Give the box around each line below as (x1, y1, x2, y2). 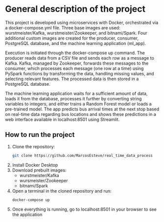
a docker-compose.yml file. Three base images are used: (5, 24, 120, 30)
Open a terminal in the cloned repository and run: (12, 188, 112, 194)
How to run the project (5, 131, 75, 139)
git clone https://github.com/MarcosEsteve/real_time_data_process (12, 153, 153, 158)
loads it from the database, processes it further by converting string (5, 95, 142, 101)
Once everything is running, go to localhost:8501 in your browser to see (12, 206, 157, 212)
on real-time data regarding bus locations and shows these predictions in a (5, 111, 157, 117)
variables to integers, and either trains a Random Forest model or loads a (5, 101, 152, 107)
